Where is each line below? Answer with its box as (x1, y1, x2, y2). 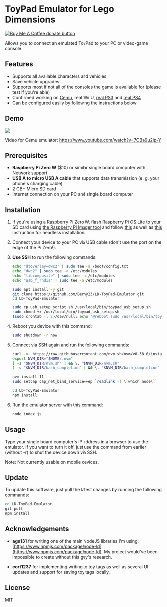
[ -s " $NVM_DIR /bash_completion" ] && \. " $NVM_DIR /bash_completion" (12, 365, 160, 370)
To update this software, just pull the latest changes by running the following (5, 487, 162, 493)
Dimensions (5, 14, 56, 25)
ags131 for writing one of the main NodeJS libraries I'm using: (12, 538, 139, 544)
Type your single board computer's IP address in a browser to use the (5, 438, 148, 445)
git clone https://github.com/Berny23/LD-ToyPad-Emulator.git (12, 291, 144, 297)
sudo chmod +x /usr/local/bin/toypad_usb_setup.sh (12, 309, 120, 315)
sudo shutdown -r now (12, 333, 57, 338)
